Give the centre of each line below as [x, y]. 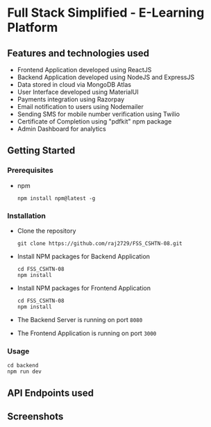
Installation [27, 215]
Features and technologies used [78, 53]
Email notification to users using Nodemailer [80, 107]
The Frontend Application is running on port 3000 [87, 333]
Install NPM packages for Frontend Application [84, 288]
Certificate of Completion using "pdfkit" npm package [94, 122]
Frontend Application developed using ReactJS [84, 70]
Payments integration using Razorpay [71, 99]
